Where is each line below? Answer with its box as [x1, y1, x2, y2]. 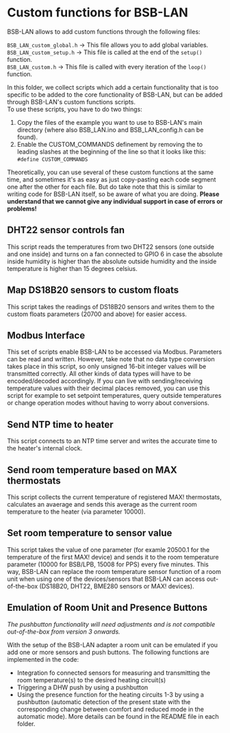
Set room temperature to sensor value [7, 527, 172, 539]
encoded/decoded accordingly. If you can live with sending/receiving [7, 377, 203, 385]
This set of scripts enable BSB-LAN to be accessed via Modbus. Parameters [7, 348, 222, 356]
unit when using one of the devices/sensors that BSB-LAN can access [7, 575, 205, 583]
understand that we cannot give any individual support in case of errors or [7, 197, 223, 205]
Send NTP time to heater [7, 418, 114, 430]
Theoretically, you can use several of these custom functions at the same [7, 168, 214, 176]
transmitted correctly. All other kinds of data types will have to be [7, 370, 192, 378]
